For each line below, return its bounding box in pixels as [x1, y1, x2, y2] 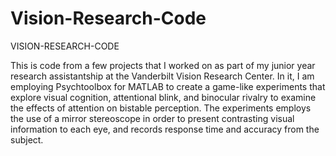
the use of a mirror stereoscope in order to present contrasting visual [10, 112, 295, 124]
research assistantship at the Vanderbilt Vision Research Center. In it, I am [10, 70, 315, 82]
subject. [10, 133, 44, 146]
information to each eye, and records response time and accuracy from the [10, 123, 320, 135]
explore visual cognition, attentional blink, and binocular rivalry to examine [10, 91, 317, 103]
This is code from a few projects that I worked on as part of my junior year [10, 59, 316, 71]
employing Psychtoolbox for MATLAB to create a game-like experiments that [10, 80, 326, 92]
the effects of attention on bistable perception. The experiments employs [10, 102, 312, 114]
